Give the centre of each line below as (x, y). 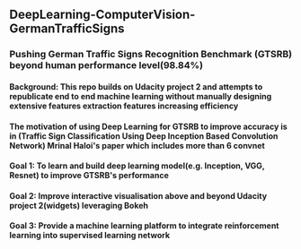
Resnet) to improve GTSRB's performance (89, 176)
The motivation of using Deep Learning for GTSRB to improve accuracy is (148, 126)
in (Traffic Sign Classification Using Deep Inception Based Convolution (144, 136)
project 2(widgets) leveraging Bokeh (79, 205)
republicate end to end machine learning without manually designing (141, 96)
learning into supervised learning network (90, 236)
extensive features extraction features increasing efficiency (124, 106)
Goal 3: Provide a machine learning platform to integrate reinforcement (144, 226)
